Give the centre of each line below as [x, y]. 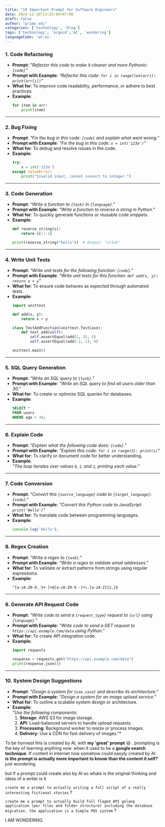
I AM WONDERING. [25, 820]
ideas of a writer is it [26, 778]
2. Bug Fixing [21, 127]
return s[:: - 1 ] [37, 233]
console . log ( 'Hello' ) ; [35, 529]
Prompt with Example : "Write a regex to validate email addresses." [80, 563]
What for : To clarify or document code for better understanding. [77, 456]
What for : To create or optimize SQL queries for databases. [72, 394]
